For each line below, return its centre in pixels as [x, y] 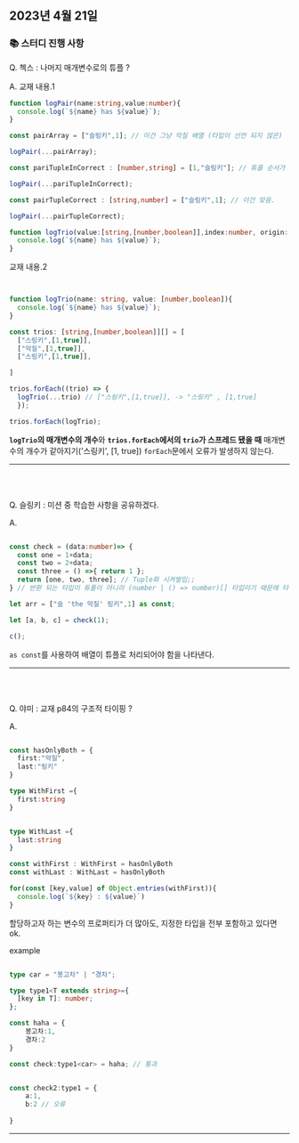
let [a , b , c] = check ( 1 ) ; [59, 620]
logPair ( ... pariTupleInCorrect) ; [71, 184]
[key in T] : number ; [55, 999]
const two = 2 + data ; [55, 563]
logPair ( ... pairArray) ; [53, 152]
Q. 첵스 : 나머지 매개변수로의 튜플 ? [70, 67]
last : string [40, 839]
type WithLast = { [41, 831]
